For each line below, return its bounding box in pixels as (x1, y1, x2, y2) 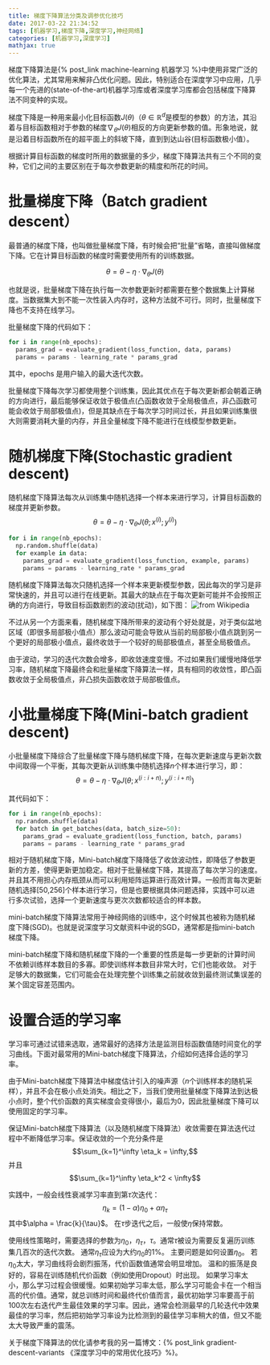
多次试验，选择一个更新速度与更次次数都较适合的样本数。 (14, 895, 206, 905)
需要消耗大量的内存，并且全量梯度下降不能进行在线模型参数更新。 (22, 416, 241, 426)
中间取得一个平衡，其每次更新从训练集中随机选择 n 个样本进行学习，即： (8, 761, 245, 771)
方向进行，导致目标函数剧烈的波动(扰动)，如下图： (22, 600, 190, 610)
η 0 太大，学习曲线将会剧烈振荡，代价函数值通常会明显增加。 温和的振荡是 (8, 1258, 251, 1270)
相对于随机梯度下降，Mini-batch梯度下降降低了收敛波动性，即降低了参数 (8, 855, 249, 865)
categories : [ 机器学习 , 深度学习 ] (8, 34, 111, 43)
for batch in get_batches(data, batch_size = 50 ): (15, 824, 182, 833)
